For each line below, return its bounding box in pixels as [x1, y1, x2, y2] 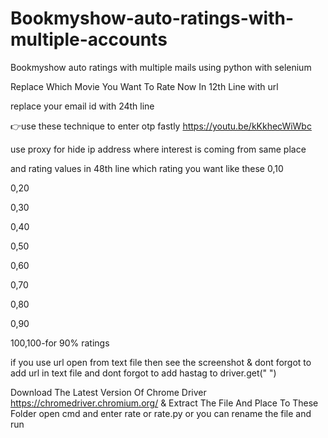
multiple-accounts [10, 28, 168, 51]
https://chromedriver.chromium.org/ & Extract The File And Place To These [10, 397, 319, 409]
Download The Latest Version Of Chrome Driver [10, 386, 207, 398]
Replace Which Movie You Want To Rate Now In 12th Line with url [10, 80, 279, 92]
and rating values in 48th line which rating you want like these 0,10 [10, 162, 284, 174]
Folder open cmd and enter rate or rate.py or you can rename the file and [10, 407, 312, 419]
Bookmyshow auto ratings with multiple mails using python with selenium [10, 61, 312, 73]
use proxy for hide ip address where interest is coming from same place [10, 143, 307, 155]
